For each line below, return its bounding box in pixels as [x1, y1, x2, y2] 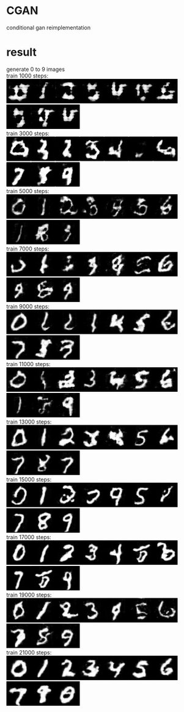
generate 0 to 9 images [6, 65, 65, 73]
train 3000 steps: [6, 130, 50, 137]
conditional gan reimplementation [6, 24, 90, 31]
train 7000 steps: [6, 245, 50, 252]
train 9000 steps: [6, 303, 50, 310]
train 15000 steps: [6, 475, 52, 483]
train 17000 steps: [6, 533, 52, 541]
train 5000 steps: [6, 187, 50, 194]
